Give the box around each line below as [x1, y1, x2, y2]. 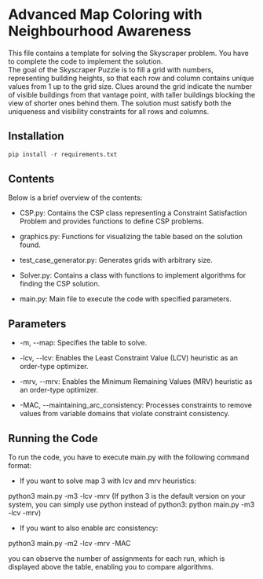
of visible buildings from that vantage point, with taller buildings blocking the [8, 90, 256, 99]
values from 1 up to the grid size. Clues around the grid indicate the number [8, 81, 253, 91]
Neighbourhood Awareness [8, 22, 192, 40]
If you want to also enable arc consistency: [19, 523, 159, 533]
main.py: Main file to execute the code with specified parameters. [19, 294, 232, 304]
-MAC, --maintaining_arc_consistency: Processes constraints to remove [19, 400, 253, 410]
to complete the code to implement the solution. [8, 57, 163, 66]
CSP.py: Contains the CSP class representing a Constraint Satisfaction [19, 208, 247, 218]
